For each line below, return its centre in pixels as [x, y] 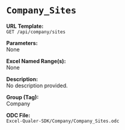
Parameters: [22, 43]
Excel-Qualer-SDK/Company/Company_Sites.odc [63, 121]
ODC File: [18, 115]
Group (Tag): [23, 97]
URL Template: [25, 26]
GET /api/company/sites [36, 32]
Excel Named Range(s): [36, 61]
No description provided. [37, 85]
